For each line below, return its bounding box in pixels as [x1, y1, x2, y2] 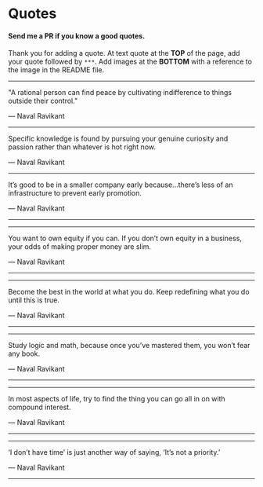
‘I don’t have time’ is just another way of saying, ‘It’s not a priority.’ [8, 448, 221, 457]
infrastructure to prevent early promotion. [8, 189, 142, 198]
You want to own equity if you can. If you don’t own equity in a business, [8, 233, 243, 243]
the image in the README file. [8, 65, 105, 75]
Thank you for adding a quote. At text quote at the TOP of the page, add [8, 49, 240, 58]
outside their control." [8, 96, 78, 106]
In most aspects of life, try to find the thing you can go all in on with [8, 394, 225, 404]
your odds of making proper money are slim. [8, 242, 151, 251]
